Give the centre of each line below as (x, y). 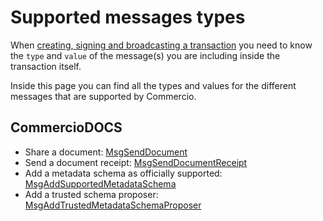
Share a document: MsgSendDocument (106, 152)
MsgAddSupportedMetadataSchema (100, 183)
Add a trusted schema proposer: (91, 194)
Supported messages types (128, 17)
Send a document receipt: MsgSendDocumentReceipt (136, 162)
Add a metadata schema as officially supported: (123, 173)
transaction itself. (46, 66)
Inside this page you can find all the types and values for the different (153, 85)
